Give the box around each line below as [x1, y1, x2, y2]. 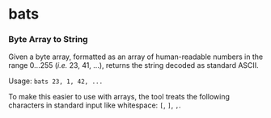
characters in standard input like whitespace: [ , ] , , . [8, 100, 181, 110]
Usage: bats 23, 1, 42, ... [8, 76, 104, 86]
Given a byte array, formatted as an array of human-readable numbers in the [8, 52, 264, 61]
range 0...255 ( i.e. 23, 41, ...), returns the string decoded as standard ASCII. [8, 61, 259, 70]
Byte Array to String [8, 34, 88, 45]
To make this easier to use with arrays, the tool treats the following [8, 92, 231, 102]
